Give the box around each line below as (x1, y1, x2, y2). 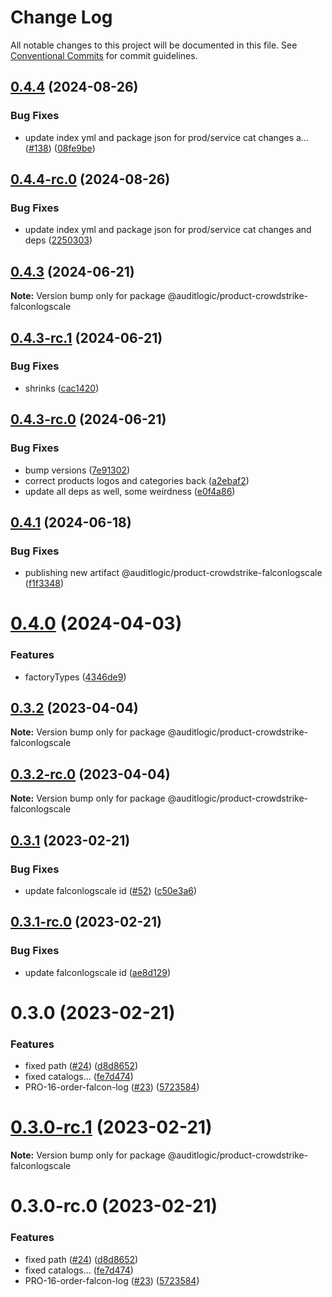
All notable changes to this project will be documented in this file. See (10, 39, 298, 51)
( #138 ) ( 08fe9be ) (24, 142, 96, 154)
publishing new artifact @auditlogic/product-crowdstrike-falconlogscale (24, 567, 323, 579)
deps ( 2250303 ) (24, 234, 93, 246)
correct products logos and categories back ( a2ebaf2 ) (24, 474, 250, 486)
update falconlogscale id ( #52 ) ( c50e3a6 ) (24, 884, 198, 896)
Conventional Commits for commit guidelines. (10, 49, 198, 61)
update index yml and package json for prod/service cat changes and (24, 224, 312, 236)
